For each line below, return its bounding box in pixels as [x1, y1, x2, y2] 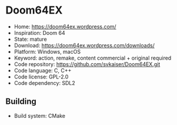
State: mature [14, 35, 48, 42]
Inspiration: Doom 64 [14, 29, 65, 36]
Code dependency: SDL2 [14, 79, 75, 86]
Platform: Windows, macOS [14, 48, 81, 55]
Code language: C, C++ [14, 67, 72, 74]
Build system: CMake [14, 112, 66, 119]
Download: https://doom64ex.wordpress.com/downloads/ [14, 42, 155, 49]
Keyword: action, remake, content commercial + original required [14, 54, 172, 61]
